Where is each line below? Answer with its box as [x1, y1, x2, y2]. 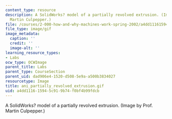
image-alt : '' [10, 45, 40, 51]
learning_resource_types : [5, 50, 60, 55]
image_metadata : [5, 31, 40, 36]
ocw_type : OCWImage [5, 60, 47, 65]
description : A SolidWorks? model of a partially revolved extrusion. [5, 12, 159, 17]
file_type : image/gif [5, 27, 52, 32]
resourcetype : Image [5, 79, 50, 84]
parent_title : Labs [5, 64, 47, 69]
